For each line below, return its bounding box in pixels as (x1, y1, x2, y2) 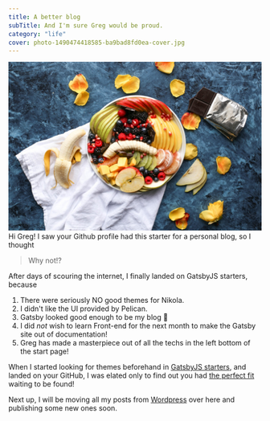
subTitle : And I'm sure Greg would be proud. (8, 21, 163, 30)
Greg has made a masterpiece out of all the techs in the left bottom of (19, 337, 251, 347)
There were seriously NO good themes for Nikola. (19, 295, 185, 305)
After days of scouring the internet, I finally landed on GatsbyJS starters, (8, 271, 247, 280)
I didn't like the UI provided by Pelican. (19, 304, 148, 313)
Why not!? (27, 255, 62, 265)
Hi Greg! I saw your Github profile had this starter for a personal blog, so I (8, 231, 252, 241)
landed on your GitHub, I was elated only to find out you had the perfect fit (8, 370, 255, 380)
